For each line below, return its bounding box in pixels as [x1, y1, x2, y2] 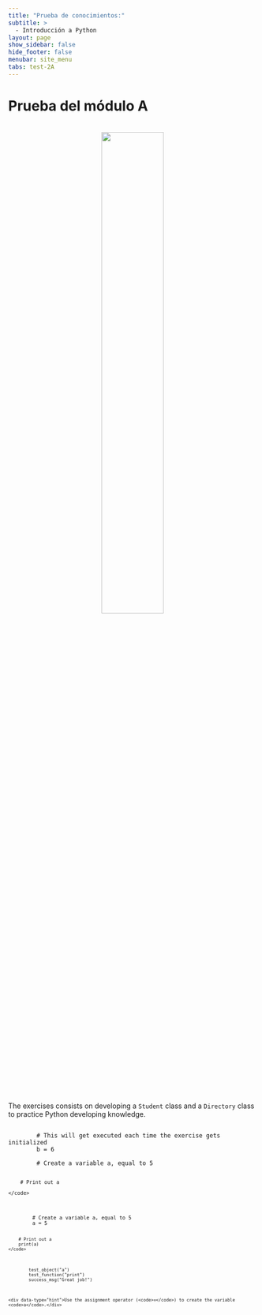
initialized [8, 1138, 47, 1146]
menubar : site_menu [8, 56, 73, 64]
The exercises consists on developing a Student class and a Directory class [8, 1101, 255, 1110]
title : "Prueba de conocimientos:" [8, 11, 125, 20]
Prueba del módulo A [8, 96, 148, 115]
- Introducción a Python [15, 26, 97, 34]
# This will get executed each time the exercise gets [36, 1131, 221, 1140]
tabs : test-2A [8, 63, 55, 71]
